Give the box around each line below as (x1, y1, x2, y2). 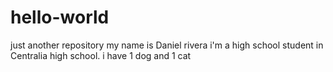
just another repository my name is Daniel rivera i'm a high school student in (10, 39, 324, 51)
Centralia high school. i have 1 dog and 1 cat (10, 49, 192, 61)
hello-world (10, 6, 110, 29)
